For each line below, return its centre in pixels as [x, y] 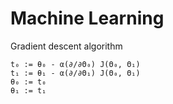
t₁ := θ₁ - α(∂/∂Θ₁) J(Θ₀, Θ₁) [75, 73]
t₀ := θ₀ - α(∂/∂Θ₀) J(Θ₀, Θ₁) [75, 64]
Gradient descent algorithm [66, 46]
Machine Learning [87, 18]
